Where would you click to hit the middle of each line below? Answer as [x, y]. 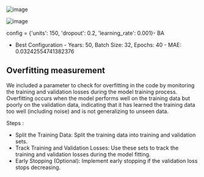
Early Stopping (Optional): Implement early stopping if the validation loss [106, 161]
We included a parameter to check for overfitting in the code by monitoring [100, 85]
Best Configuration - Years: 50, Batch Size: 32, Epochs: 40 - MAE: [98, 45]
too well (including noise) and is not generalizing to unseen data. [88, 111]
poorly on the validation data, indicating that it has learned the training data [101, 104]
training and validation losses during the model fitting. [83, 154]
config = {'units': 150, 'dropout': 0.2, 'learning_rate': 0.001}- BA [86, 33]
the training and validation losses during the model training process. [92, 92]
